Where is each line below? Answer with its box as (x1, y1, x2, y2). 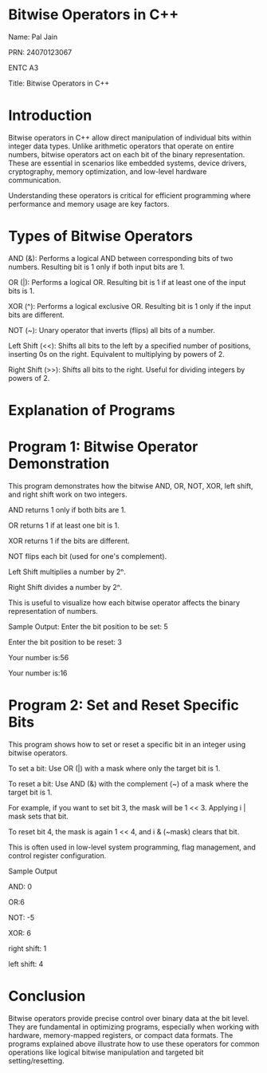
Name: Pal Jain (8, 32, 58, 42)
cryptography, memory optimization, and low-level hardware (8, 166, 207, 176)
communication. (8, 175, 61, 184)
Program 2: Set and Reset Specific (8, 696, 239, 715)
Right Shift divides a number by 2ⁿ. (8, 582, 123, 592)
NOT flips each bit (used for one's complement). (8, 551, 167, 560)
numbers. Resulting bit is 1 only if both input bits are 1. (8, 262, 185, 271)
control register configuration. (8, 850, 107, 860)
